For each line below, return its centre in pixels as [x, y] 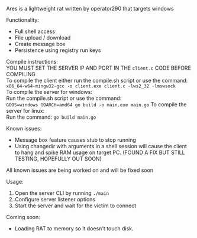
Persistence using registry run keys [58, 50]
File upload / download [43, 38]
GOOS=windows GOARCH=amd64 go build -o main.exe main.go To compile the [96, 105]
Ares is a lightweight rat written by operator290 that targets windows [90, 9]
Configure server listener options [55, 199]
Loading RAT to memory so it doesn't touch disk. [74, 229]
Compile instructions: [32, 62]
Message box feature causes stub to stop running [75, 140]
